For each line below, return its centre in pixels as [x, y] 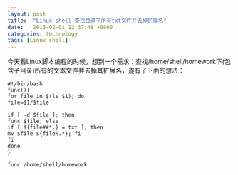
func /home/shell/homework [47, 165]
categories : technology [43, 34]
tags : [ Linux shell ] [38, 41]
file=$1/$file [29, 103]
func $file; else [33, 122]
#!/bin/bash [25, 84]
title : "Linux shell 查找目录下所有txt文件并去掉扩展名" [87, 21]
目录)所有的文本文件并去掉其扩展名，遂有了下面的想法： [102, 70]
